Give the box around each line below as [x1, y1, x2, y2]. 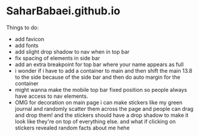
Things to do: [6, 24, 39, 31]
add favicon [14, 35, 45, 42]
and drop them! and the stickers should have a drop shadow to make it [14, 112, 189, 119]
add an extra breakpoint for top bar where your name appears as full [14, 61, 184, 68]
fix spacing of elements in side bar [14, 54, 100, 61]
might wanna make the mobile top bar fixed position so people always [14, 86, 187, 93]
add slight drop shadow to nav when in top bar [14, 48, 130, 55]
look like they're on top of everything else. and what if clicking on [14, 118, 176, 125]
